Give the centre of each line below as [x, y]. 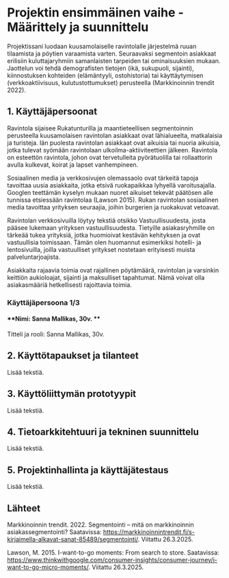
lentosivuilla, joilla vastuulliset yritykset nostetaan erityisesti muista [101, 249]
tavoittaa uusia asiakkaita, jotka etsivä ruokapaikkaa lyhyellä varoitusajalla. [112, 185]
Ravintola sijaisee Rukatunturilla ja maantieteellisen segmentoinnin [100, 128]
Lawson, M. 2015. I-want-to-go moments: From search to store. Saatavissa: [113, 552]
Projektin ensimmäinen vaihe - [96, 13]
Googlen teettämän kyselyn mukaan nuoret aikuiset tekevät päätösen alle [110, 192]
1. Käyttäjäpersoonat [52, 112]
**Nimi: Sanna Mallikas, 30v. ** [54, 319]
